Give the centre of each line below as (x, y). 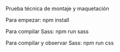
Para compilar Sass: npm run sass (47, 31)
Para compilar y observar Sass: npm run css (60, 43)
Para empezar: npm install (37, 20)
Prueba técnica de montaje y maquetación (57, 9)
